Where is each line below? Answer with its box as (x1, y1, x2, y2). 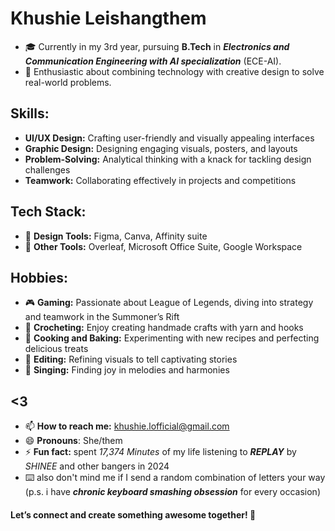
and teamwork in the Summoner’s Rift (24, 311, 180, 323)
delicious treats (24, 343, 89, 355)
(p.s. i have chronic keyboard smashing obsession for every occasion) (24, 486, 321, 498)
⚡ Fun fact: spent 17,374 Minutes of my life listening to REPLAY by (24, 446, 297, 458)
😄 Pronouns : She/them (24, 435, 123, 447)
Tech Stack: (10, 203, 87, 221)
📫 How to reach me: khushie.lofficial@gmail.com (24, 420, 230, 432)
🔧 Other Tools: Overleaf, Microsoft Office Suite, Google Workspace (24, 240, 303, 252)
